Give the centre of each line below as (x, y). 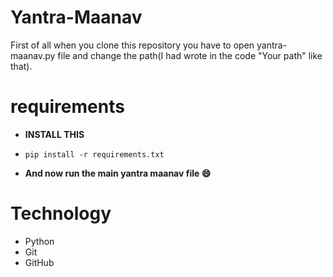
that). (21, 66)
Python (39, 241)
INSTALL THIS (54, 134)
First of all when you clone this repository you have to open (132, 45)
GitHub (39, 262)
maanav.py (33, 55)
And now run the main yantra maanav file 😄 (118, 173)
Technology (61, 213)
